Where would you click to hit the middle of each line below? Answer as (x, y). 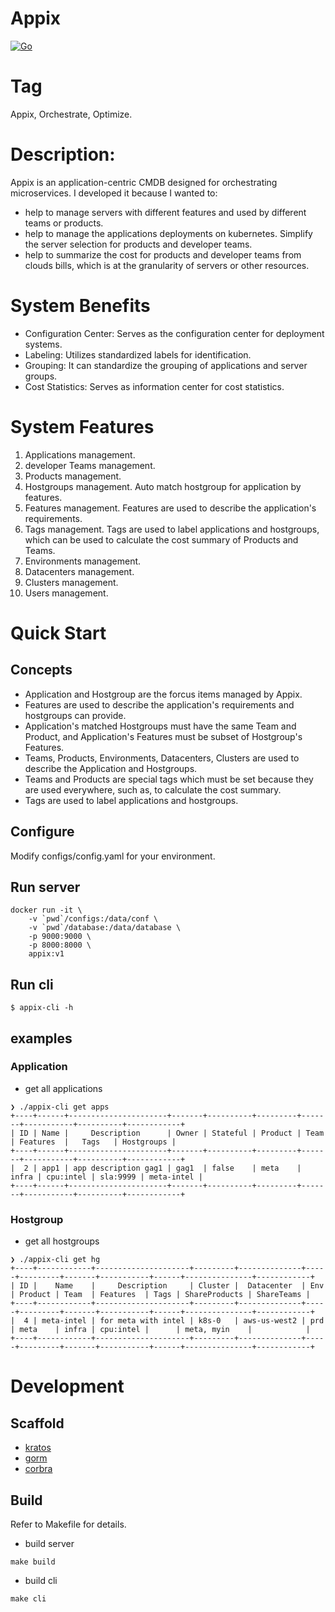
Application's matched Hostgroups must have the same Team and (160, 726)
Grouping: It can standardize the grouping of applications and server (166, 365)
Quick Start (58, 633)
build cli (41, 1580)
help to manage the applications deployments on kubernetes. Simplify (168, 233)
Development (67, 1386)
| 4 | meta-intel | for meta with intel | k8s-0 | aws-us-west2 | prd (167, 1321)
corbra (38, 1469)
